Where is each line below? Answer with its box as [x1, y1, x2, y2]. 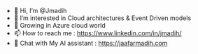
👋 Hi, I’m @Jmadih [13, 7, 67, 15]
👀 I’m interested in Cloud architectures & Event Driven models [13, 14, 192, 22]
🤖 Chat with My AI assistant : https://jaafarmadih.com [13, 39, 168, 47]
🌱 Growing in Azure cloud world [13, 21, 106, 29]
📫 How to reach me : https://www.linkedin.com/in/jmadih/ [13, 29, 182, 37]
